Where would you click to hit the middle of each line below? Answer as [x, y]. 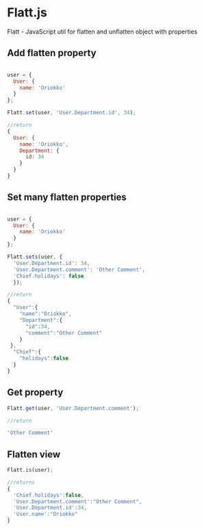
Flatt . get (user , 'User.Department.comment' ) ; [73, 408]
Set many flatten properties [67, 198]
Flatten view [34, 454]
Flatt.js [27, 13]
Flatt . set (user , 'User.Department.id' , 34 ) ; [72, 113]
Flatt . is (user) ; [30, 470]
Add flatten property [52, 53]
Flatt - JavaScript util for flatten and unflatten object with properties [102, 31]
